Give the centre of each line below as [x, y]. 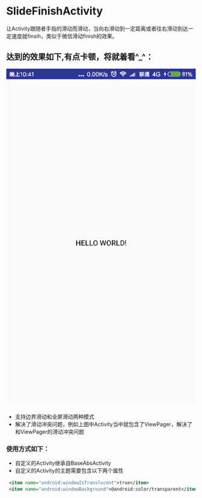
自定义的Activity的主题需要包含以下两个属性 [69, 471]
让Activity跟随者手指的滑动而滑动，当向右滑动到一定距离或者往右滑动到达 [97, 28]
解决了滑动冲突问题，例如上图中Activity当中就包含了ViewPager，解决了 [103, 424]
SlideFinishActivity [55, 11]
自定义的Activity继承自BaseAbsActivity [63, 463]
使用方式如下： [28, 449]
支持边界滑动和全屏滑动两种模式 [54, 417]
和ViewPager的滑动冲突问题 [50, 432]
